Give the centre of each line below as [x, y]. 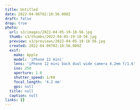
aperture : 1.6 [28, 73]
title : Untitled [21, 9]
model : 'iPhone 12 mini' [39, 59]
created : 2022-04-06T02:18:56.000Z [45, 46]
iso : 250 [23, 69]
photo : [12, 28]
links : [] [15, 100]
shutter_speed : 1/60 [35, 77]
